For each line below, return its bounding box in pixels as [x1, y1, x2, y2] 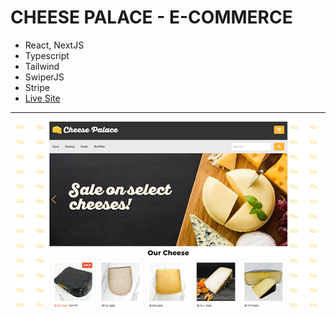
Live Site [24, 92, 61, 104]
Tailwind [24, 60, 60, 72]
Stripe [24, 81, 50, 93]
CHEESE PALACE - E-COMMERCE [10, 6, 293, 29]
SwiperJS [24, 71, 65, 83]
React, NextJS [24, 39, 85, 51]
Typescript [24, 49, 70, 61]
